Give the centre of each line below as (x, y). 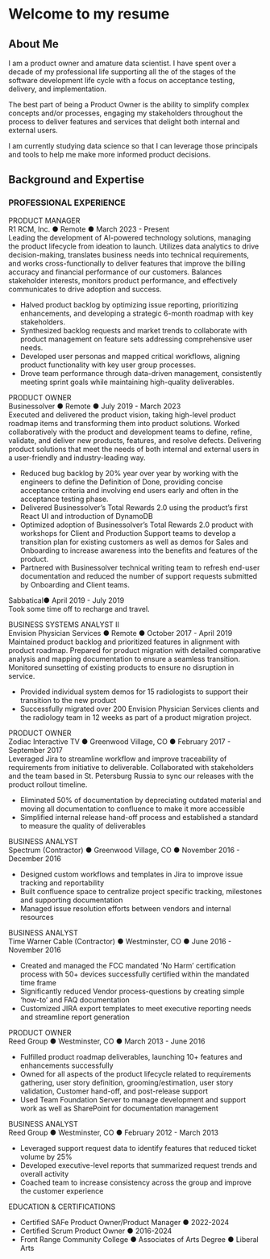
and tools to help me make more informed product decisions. (110, 155)
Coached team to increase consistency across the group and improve (136, 1182)
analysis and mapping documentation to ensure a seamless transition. (124, 659)
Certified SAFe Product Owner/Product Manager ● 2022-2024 (125, 1222)
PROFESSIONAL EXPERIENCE (67, 203)
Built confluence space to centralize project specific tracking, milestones (141, 891)
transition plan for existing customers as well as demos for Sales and (134, 542)
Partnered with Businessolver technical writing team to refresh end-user (140, 567)
